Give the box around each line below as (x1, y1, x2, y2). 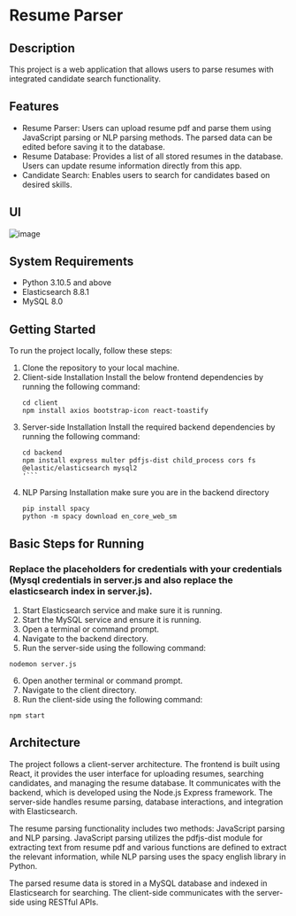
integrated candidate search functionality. (9, 74, 162, 84)
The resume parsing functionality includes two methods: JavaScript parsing (9, 823, 285, 834)
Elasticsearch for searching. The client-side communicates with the (9, 887, 254, 897)
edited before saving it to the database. (21, 141, 165, 151)
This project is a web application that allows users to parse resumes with (9, 64, 274, 74)
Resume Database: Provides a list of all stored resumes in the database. (21, 151, 284, 161)
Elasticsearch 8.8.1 (21, 287, 90, 298)
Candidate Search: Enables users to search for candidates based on (21, 169, 270, 180)
